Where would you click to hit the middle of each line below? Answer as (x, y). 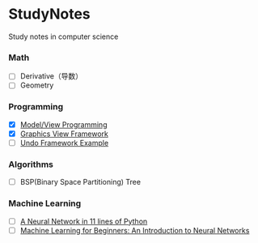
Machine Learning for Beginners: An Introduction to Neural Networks (135, 230)
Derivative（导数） (51, 76)
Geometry (37, 85)
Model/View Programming (63, 124)
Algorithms (31, 164)
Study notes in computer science (63, 36)
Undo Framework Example (64, 143)
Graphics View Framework (64, 134)
